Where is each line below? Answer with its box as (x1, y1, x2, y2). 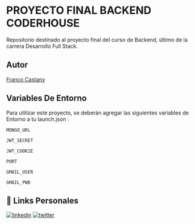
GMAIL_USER (6, 169, 33, 175)
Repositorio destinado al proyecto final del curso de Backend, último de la (6, 36, 188, 43)
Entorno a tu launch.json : (6, 115, 69, 123)
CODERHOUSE (6, 16, 80, 30)
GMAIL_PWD (6, 179, 31, 186)
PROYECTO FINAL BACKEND (6, 4, 151, 17)
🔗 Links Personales (6, 195, 79, 205)
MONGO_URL (6, 127, 31, 133)
